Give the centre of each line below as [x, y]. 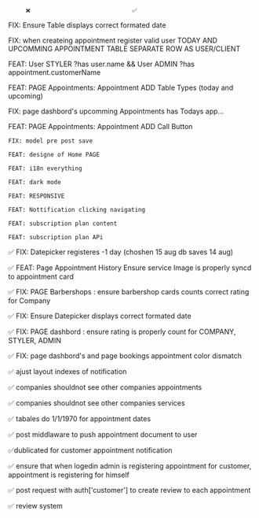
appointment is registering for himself [69, 475]
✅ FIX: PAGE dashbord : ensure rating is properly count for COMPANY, [122, 331]
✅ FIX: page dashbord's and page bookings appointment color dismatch [125, 356]
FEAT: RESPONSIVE [36, 196]
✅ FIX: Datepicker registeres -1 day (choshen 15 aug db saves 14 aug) [121, 252]
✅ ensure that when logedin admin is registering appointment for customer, [130, 466]
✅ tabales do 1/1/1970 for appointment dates [80, 419]
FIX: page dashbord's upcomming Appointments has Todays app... [116, 111]
